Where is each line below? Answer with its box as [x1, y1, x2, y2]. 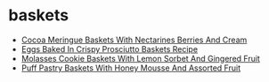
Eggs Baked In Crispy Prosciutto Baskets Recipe [20, 43, 198, 54]
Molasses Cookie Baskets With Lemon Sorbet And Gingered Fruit [20, 53, 260, 63]
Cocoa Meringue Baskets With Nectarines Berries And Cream [20, 34, 248, 45]
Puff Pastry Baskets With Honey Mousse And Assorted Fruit [20, 63, 241, 73]
